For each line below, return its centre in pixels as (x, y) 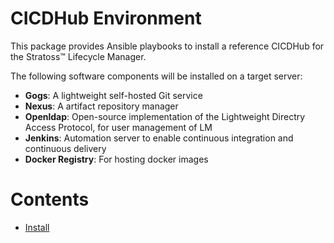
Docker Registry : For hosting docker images (116, 159)
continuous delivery (65, 148)
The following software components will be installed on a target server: (156, 76)
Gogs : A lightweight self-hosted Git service (113, 95)
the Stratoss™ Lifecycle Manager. (78, 56)
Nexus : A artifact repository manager (101, 106)
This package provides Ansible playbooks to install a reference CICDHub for (167, 46)
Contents (50, 199)
